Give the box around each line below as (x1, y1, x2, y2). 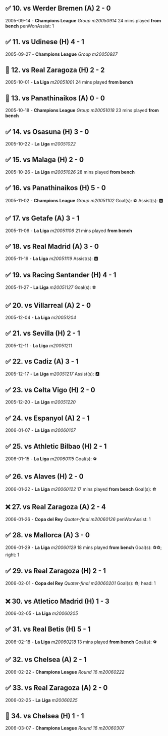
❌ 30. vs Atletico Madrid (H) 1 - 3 (5, 597, 109, 605)
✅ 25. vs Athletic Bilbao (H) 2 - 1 (5, 442, 107, 451)
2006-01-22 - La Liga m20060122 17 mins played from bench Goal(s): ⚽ (5, 486, 156, 492)
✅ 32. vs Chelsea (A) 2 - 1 (5, 655, 87, 664)
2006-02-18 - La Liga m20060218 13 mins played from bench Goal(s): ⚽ (5, 639, 157, 645)
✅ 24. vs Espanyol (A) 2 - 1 (5, 414, 90, 422)
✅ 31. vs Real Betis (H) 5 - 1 (5, 625, 91, 634)
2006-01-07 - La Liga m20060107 (5, 427, 76, 433)
